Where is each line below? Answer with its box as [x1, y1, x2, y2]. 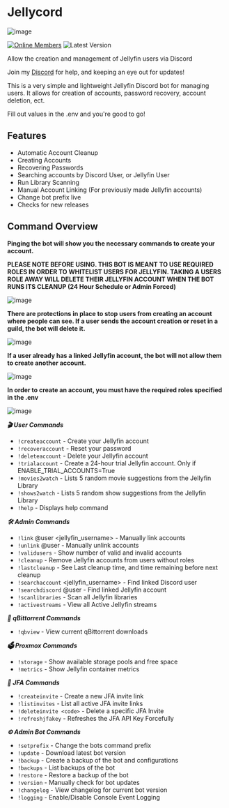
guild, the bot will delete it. [7, 324, 86, 332]
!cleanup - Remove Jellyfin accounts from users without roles [17, 555, 195, 564]
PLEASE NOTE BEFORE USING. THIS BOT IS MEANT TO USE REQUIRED [7, 260, 214, 269]
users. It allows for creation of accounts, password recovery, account [7, 89, 207, 97]
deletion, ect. [7, 96, 45, 105]
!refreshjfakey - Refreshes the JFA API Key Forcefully [17, 714, 174, 722]
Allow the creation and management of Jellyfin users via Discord [7, 54, 193, 63]
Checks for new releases [17, 200, 89, 209]
